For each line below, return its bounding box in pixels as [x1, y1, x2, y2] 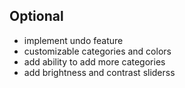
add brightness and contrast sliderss [23, 66, 176, 78]
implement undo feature [23, 34, 124, 46]
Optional [9, 8, 64, 25]
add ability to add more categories [23, 55, 166, 68]
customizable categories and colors [23, 45, 172, 57]
